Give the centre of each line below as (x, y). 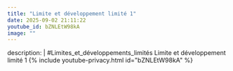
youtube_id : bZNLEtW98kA (44, 26)
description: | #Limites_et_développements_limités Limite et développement (116, 53)
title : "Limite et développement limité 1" (72, 14)
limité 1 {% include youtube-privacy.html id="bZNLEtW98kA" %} (100, 61)
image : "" (22, 33)
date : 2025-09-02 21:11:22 (47, 20)
